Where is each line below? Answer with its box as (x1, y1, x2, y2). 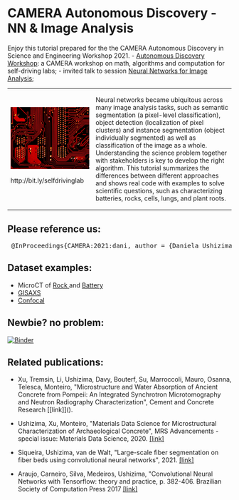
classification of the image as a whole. (95, 141, 208, 149)
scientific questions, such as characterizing (95, 186, 223, 195)
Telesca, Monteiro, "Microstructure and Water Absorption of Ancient (17, 383, 218, 392)
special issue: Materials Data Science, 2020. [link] (17, 434, 165, 443)
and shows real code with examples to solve (95, 178, 225, 187)
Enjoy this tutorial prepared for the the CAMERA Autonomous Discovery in (7, 44, 224, 52)
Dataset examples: (7, 262, 92, 274)
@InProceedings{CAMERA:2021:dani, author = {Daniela (11, 242, 199, 250)
